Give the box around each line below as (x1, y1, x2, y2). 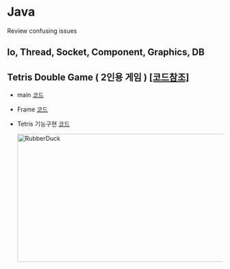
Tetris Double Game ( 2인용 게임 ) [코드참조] (7, 71, 190, 83)
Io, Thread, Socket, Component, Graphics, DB (7, 46, 205, 58)
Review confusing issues (7, 27, 77, 35)
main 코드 (16, 91, 44, 99)
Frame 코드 (16, 105, 48, 113)
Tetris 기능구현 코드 (16, 120, 70, 128)
